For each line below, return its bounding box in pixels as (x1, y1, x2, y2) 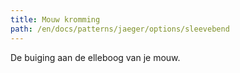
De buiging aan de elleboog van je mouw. (10, 51, 181, 63)
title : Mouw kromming (10, 14, 101, 25)
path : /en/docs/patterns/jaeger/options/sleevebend (10, 24, 230, 34)
